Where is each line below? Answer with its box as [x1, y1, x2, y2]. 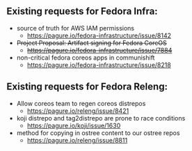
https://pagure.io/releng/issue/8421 [26, 107, 129, 115]
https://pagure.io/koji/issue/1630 [26, 121, 121, 130]
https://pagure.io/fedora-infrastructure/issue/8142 [26, 31, 172, 39]
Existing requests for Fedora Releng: [6, 81, 168, 93]
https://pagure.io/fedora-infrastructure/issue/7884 [26, 46, 173, 54]
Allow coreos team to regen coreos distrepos [16, 99, 146, 107]
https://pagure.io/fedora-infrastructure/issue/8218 [26, 60, 171, 69]
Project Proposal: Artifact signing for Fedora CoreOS [16, 38, 168, 47]
